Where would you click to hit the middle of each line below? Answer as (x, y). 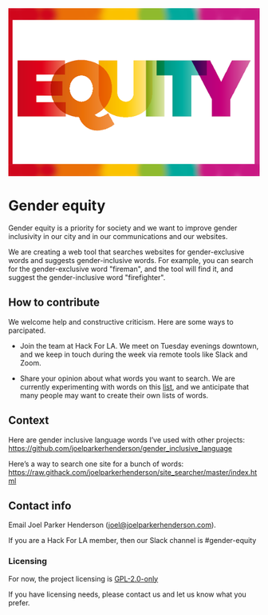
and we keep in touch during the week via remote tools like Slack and (134, 354)
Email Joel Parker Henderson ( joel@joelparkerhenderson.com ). (112, 525)
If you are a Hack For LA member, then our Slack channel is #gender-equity (132, 541)
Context (29, 420)
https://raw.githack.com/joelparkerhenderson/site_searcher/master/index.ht (133, 472)
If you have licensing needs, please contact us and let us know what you (128, 594)
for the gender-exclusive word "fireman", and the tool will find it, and (121, 269)
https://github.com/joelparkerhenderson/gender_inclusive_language (120, 448)
